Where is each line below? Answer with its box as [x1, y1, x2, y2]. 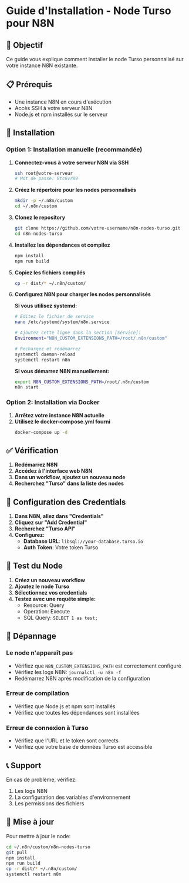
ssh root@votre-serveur [14, 170, 73, 176]
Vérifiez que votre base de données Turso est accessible [14, 743, 153, 751]
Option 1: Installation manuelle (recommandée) [6, 145, 143, 154]
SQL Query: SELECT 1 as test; [23, 614, 98, 621]
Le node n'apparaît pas [6, 649, 73, 657]
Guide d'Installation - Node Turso [6, 4, 171, 18]
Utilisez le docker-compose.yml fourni [14, 418, 110, 425]
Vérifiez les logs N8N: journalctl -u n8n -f [14, 668, 122, 675]
